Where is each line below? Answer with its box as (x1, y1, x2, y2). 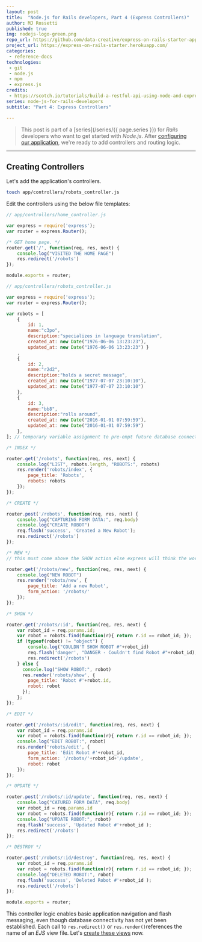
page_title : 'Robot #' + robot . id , (28, 678, 112, 684)
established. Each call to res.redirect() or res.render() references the (6, 923, 182, 931)
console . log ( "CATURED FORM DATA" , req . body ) (17, 799, 130, 806)
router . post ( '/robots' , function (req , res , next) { (6, 511, 138, 517)
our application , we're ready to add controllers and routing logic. (20, 139, 181, 146)
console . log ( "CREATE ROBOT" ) (17, 522, 90, 528)
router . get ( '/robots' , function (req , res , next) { (6, 455, 136, 461)
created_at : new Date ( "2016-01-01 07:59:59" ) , (28, 417, 147, 423)
